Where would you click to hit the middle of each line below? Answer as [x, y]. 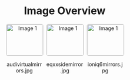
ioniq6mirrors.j [105, 64]
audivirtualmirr [24, 64]
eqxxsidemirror [65, 64]
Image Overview [65, 11]
